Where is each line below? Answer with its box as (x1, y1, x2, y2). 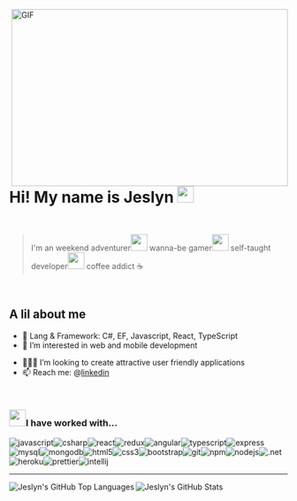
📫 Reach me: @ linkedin (21, 366, 110, 377)
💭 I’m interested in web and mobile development (21, 340, 198, 351)
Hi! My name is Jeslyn (9, 188, 174, 207)
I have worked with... (26, 417, 118, 429)
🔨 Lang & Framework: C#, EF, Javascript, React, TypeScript (21, 330, 239, 341)
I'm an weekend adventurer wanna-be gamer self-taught (30, 243, 271, 253)
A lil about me (9, 307, 87, 322)
